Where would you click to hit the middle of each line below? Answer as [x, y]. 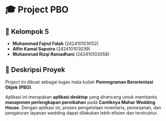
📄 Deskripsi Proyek [35, 70]
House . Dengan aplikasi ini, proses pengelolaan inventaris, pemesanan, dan [83, 107]
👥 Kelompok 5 [27, 31]
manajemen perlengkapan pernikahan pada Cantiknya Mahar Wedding [80, 102]
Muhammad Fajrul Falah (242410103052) [55, 43]
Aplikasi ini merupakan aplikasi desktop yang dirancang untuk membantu [81, 97]
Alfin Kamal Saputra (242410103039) [51, 49]
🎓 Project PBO [37, 10]
